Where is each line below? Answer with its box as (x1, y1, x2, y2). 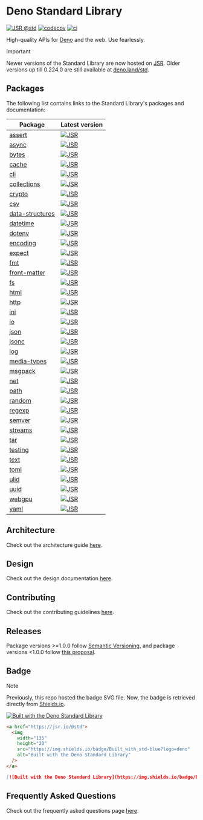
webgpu (9, 495, 33, 503)
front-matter (9, 268, 45, 277)
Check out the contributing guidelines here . (6, 609, 115, 616)
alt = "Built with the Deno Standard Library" (17, 752, 131, 758)
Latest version (60, 120, 103, 128)
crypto (9, 190, 28, 198)
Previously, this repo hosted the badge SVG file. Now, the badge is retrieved (6, 693, 195, 701)
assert (9, 130, 27, 139)
